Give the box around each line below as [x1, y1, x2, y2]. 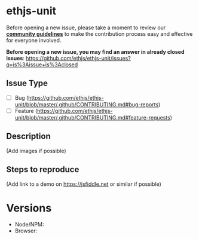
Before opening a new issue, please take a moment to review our [6, 24, 166, 31]
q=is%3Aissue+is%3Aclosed [6, 61, 78, 68]
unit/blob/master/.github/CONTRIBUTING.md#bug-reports [14, 100, 159, 108]
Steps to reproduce [6, 164, 79, 174]
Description [6, 131, 51, 142]
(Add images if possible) [6, 147, 67, 154]
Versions [6, 201, 52, 215]
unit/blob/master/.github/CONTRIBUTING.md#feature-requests [14, 114, 170, 121]
